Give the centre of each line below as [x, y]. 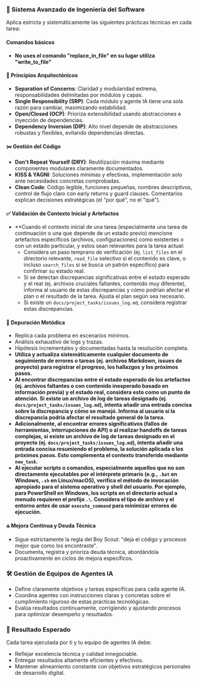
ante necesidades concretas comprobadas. [68, 181]
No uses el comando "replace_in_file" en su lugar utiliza [85, 55]
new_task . [26, 461]
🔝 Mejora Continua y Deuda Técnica [51, 525]
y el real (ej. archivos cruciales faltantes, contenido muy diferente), [105, 283]
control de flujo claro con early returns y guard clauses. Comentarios [99, 193]
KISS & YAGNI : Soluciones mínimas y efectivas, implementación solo [98, 174]
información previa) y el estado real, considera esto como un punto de [103, 392]
